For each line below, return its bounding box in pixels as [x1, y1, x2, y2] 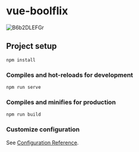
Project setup [6, 41, 58, 51]
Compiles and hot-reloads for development [6, 70, 134, 79]
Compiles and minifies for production [6, 98, 116, 106]
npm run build [6, 111, 42, 117]
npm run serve [6, 85, 42, 91]
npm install [6, 57, 36, 63]
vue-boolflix [6, 4, 68, 18]
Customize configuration [6, 125, 80, 134]
